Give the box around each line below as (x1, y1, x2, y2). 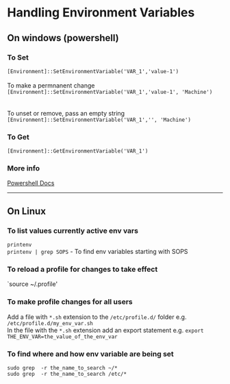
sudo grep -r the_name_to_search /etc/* (7, 371, 127, 378)
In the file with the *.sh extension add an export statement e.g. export (7, 326, 204, 334)
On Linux (7, 205, 47, 217)
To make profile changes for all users (7, 297, 133, 307)
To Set (7, 53, 29, 62)
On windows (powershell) (7, 32, 120, 44)
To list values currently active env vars (7, 226, 139, 235)
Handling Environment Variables (7, 5, 195, 21)
